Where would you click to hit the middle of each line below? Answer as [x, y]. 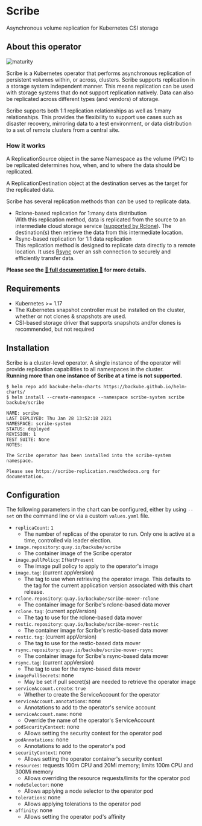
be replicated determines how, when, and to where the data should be [93, 165]
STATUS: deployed [28, 429]
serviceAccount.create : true [50, 688]
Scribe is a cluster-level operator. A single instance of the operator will [93, 363]
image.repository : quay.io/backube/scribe [68, 547]
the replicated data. [30, 190]
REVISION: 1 [21, 434]
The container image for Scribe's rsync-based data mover [96, 656]
